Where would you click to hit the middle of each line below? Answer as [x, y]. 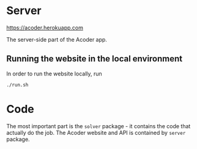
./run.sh [17, 85]
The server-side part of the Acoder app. [57, 39]
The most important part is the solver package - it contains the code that [98, 126]
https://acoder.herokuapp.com [45, 28]
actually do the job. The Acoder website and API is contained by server [96, 132]
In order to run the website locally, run [54, 74]
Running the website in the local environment [95, 59]
